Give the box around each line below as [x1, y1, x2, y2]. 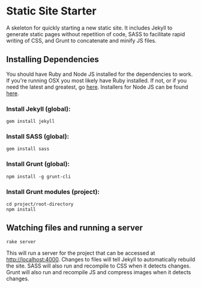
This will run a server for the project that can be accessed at [6, 249, 155, 257]
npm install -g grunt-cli [6, 174, 71, 180]
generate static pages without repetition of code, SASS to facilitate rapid [6, 30, 185, 37]
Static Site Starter [6, 4, 97, 18]
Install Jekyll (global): [6, 104, 71, 113]
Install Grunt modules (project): [6, 187, 100, 196]
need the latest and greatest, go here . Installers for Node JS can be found [6, 83, 188, 90]
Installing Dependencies [6, 54, 99, 64]
